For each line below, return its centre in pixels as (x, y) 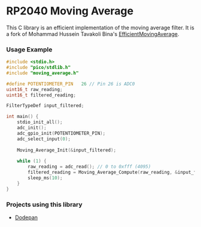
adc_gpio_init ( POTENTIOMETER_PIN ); (61, 133)
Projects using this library (44, 204)
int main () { (22, 117)
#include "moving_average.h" (42, 73)
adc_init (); (32, 128)
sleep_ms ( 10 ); (45, 178)
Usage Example (29, 49)
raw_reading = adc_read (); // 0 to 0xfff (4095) (89, 167)
